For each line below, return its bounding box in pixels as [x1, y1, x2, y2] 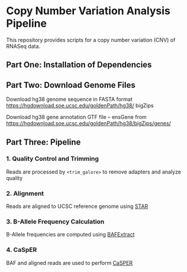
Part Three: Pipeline [6, 137, 81, 147]
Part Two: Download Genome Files [6, 80, 136, 90]
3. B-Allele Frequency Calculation [6, 217, 105, 226]
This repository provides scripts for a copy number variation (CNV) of [6, 36, 176, 43]
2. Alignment [6, 189, 44, 197]
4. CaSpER [6, 246, 37, 254]
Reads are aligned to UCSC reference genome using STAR [6, 203, 149, 210]
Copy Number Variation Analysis [6, 4, 170, 18]
